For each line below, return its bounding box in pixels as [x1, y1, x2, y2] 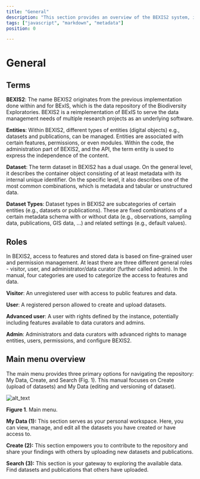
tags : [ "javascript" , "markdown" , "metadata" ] [6, 20, 124, 26]
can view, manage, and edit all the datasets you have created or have [6, 423, 176, 431]
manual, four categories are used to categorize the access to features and [6, 272, 189, 279]
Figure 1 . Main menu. [6, 406, 58, 413]
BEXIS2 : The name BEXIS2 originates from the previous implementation [6, 96, 182, 103]
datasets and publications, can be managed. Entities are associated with [6, 133, 183, 140]
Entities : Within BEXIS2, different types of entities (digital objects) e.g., [6, 127, 180, 134]
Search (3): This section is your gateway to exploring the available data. [6, 459, 183, 466]
